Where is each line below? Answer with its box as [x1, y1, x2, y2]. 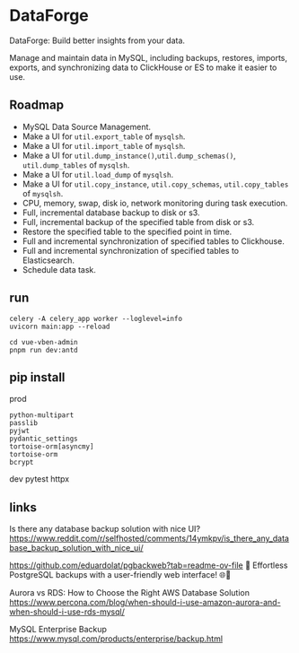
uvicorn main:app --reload [9, 322, 110, 331]
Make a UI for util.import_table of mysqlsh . [22, 140, 186, 151]
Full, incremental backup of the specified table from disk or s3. [22, 216, 255, 227]
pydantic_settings [9, 434, 78, 444]
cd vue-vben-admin [9, 337, 78, 346]
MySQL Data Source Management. [22, 121, 151, 132]
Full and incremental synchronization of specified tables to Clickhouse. [22, 235, 285, 247]
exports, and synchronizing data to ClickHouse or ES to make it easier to [9, 62, 277, 73]
